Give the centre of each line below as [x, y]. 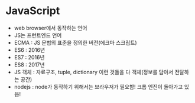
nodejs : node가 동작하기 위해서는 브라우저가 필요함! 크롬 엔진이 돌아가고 [98, 87]
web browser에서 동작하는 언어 [51, 28]
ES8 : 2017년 [29, 64]
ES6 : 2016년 [30, 50]
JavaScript [33, 11]
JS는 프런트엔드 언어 [38, 35]
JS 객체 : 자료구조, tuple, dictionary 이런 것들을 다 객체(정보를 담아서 [94, 72]
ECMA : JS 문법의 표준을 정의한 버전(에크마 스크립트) [75, 42]
